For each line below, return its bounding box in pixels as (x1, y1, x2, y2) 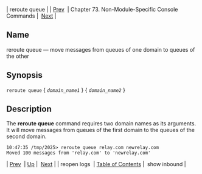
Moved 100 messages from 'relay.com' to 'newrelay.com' (6, 150, 151, 156)
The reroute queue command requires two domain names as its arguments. (6, 120, 197, 127)
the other (6, 52, 29, 60)
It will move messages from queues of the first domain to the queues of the (6, 127, 195, 134)
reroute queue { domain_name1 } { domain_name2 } (6, 86, 126, 94)
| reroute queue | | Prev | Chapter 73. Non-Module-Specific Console (6, 6, 178, 13)
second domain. (6, 133, 47, 140)
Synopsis (6, 70, 43, 80)
